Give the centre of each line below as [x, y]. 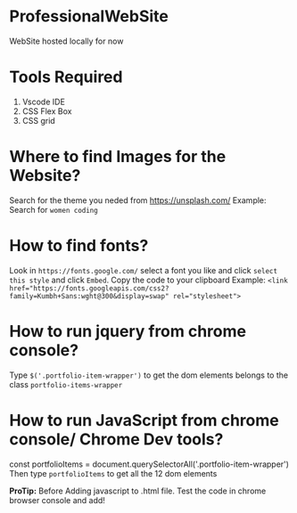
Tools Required [66, 77]
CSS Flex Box [47, 111]
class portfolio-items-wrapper [66, 384]
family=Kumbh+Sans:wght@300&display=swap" [89, 296]
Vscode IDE [43, 102]
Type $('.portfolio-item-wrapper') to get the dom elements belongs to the [148, 375]
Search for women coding [54, 209]
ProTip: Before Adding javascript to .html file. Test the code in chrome [138, 491]
